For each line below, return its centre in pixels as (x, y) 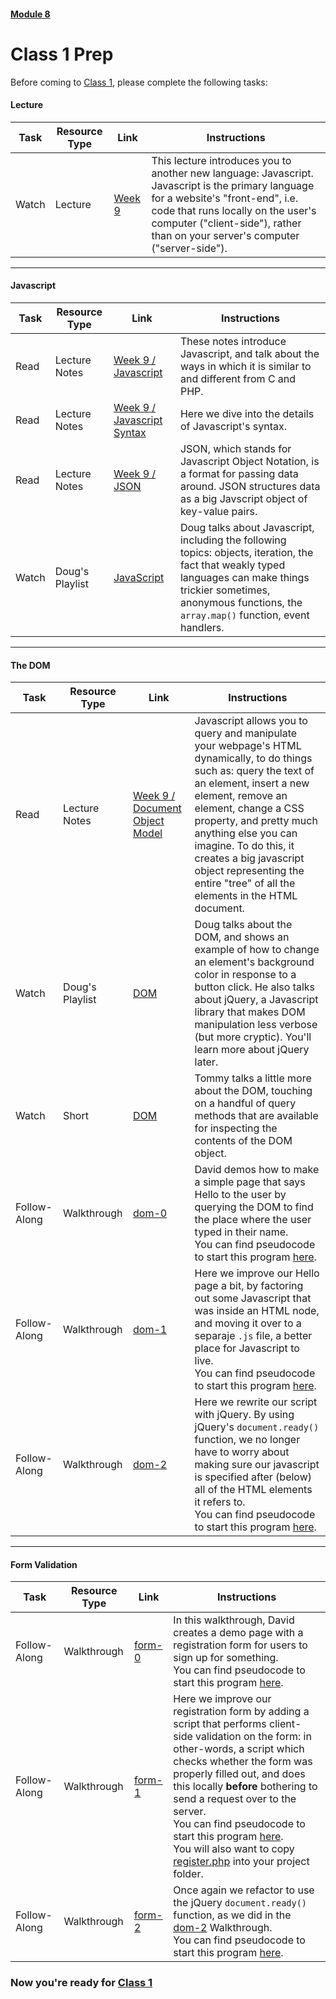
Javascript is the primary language (233, 185)
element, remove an (241, 796)
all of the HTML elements (253, 1490)
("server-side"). (189, 248)
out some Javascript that (253, 1298)
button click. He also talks (255, 987)
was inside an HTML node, (257, 1311)
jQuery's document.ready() (257, 1427)
